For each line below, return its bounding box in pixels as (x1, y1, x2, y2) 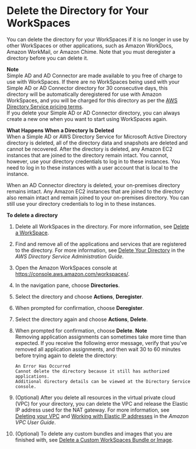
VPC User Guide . (15, 419, 56, 426)
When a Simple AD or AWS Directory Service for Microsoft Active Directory (6, 133, 187, 140)
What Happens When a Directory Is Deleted (6, 127, 114, 134)
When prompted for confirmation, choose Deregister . (15, 304, 145, 311)
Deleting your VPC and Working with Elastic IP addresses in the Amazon (15, 412, 189, 419)
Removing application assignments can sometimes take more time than (15, 333, 187, 340)
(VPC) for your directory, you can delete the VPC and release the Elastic (15, 400, 188, 407)
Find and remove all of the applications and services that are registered (15, 240, 187, 247)
